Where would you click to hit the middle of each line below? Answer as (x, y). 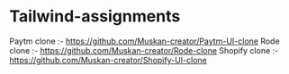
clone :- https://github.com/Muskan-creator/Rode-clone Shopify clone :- (144, 50)
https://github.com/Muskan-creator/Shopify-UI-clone (108, 60)
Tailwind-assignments (95, 16)
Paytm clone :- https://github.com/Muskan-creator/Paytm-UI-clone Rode (145, 41)
